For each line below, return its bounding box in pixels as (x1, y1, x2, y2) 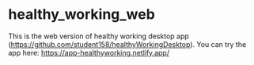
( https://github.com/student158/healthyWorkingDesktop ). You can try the (8, 39, 247, 49)
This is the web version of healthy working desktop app (8, 31, 190, 41)
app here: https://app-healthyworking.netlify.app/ (8, 48, 170, 57)
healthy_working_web (8, 5, 156, 23)
